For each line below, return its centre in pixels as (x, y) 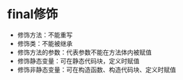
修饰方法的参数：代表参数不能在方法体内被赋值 (84, 52)
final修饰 (33, 14)
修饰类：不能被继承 (45, 43)
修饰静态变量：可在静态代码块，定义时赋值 (78, 61)
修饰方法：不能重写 (45, 35)
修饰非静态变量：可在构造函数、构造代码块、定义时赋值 (96, 70)
